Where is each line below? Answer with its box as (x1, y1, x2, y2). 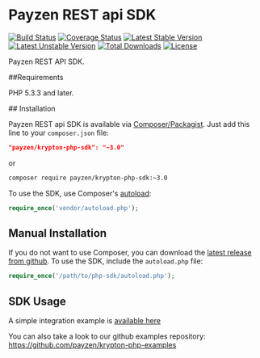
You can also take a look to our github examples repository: (8, 331, 206, 341)
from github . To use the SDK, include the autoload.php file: (8, 256, 203, 266)
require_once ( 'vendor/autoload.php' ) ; (8, 204, 139, 212)
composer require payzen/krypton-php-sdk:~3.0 (8, 174, 168, 182)
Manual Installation (8, 226, 107, 240)
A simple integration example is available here (8, 316, 161, 326)
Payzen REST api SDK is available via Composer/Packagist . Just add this (8, 119, 250, 128)
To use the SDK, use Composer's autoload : (8, 188, 152, 198)
